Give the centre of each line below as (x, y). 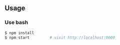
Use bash (17, 22)
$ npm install (20, 33)
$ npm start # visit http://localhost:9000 (60, 37)
